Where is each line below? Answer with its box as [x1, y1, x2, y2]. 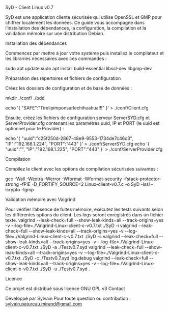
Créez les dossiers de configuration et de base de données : [5, 85, 132, 91]
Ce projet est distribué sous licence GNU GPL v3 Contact [5, 286, 125, 292]
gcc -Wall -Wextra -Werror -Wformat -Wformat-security [5, 176, 122, 182]
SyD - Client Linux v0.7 [5, 5, 53, 10]
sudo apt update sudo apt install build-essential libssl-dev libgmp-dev [5, 66, 152, 71]
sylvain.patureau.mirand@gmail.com [5, 301, 82, 307]
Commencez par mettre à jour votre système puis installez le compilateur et [5, 50, 164, 56]
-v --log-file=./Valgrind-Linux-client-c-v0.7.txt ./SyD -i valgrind [5, 222, 137, 229]
